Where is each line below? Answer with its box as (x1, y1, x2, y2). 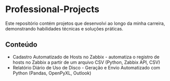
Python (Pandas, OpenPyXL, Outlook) (12, 70, 91, 76)
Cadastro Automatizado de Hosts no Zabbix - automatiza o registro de (12, 54, 160, 60)
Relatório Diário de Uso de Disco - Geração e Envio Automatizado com (12, 64, 160, 70)
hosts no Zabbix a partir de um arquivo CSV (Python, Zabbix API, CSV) (12, 59, 160, 65)
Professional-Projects (5, 4, 100, 15)
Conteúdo (5, 40, 38, 49)
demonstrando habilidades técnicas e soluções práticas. (5, 25, 123, 31)
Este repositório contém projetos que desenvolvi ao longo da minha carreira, (5, 20, 165, 26)
